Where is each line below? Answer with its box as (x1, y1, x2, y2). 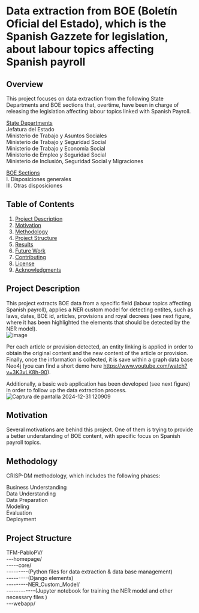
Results (14, 241, 34, 248)
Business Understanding (6, 484, 67, 491)
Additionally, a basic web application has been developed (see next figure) (6, 380, 191, 387)
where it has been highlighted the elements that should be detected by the (6, 318, 190, 326)
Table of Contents (6, 199, 75, 209)
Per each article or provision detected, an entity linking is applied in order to (6, 343, 194, 350)
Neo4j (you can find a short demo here (6, 362, 102, 369)
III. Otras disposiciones (6, 182, 63, 189)
